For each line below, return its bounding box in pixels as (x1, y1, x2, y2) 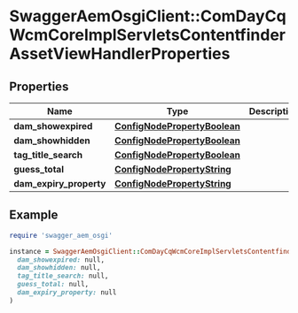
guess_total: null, (17, 280, 90, 289)
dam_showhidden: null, (17, 263, 101, 272)
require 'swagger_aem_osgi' (9, 231, 114, 240)
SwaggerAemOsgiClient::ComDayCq (9, 6, 286, 27)
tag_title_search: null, (17, 271, 109, 280)
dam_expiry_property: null (17, 288, 117, 297)
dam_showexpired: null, (17, 255, 105, 264)
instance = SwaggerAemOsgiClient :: (9, 247, 141, 256)
